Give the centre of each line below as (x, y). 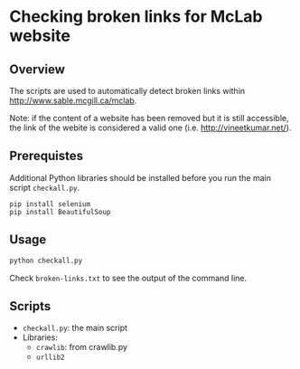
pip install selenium (50, 204)
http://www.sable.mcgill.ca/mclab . (73, 100)
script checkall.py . (45, 187)
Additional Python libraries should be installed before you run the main (140, 177)
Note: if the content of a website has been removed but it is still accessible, (149, 118)
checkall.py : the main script (75, 328)
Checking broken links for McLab (136, 17)
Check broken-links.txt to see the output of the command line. (128, 278)
